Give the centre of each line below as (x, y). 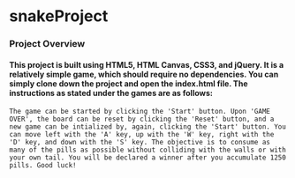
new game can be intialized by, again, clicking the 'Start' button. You (148, 127)
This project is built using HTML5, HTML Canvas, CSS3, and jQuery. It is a (147, 64)
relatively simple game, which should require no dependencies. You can (144, 74)
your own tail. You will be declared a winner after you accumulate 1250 (148, 158)
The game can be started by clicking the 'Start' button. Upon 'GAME (140, 112)
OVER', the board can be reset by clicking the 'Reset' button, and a (142, 119)
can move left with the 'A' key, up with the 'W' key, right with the (142, 135)
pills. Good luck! (43, 166)
